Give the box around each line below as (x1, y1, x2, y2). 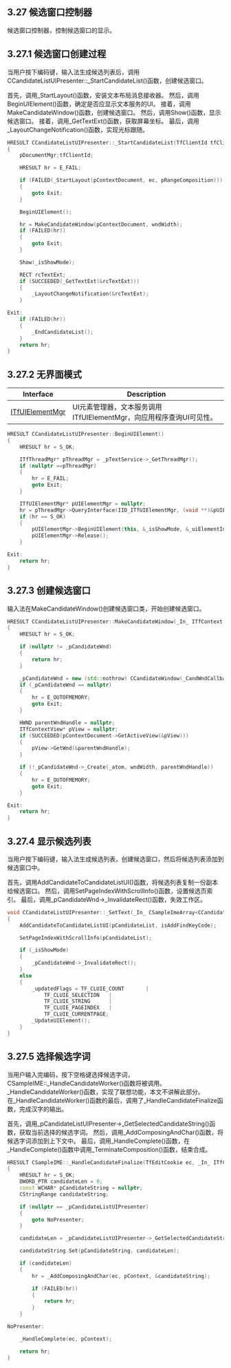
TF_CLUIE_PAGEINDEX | (43, 1004, 112, 1011)
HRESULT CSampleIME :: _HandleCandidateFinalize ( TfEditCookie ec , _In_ (7, 1159, 211, 1166)
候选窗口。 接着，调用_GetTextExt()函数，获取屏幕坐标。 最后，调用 (7, 116, 199, 125)
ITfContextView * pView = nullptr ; (19, 726, 118, 733)
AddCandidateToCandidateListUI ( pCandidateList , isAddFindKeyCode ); (19, 922, 217, 929)
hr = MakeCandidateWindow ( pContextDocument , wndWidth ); (19, 221, 184, 228)
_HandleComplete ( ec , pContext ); (19, 1335, 112, 1343)
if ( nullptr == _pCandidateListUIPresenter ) (19, 1203, 149, 1210)
